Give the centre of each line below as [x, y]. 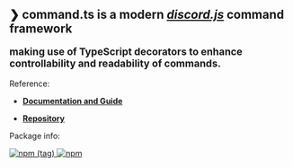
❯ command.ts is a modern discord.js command [147, 15]
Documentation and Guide [72, 101]
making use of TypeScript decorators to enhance [126, 51]
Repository [44, 119]
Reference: [30, 83]
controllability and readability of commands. [115, 63]
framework [41, 29]
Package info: [35, 136]
